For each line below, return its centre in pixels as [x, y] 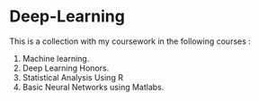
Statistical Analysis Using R [73, 77]
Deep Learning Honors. [66, 68]
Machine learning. [56, 58]
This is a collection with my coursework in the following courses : [130, 41]
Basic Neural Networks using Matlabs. [93, 87]
